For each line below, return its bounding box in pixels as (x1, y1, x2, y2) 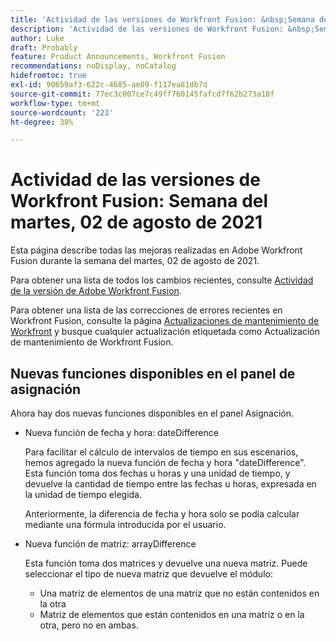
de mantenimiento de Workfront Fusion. (10, 336, 174, 348)
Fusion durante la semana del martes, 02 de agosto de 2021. (10, 255, 260, 267)
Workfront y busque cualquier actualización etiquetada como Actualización (10, 326, 320, 338)
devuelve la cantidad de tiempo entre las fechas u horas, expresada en (24, 478, 317, 490)
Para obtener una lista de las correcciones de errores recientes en (10, 304, 283, 316)
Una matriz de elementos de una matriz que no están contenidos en (39, 587, 320, 599)
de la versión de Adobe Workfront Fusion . (10, 285, 182, 297)
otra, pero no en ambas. (39, 619, 139, 631)
